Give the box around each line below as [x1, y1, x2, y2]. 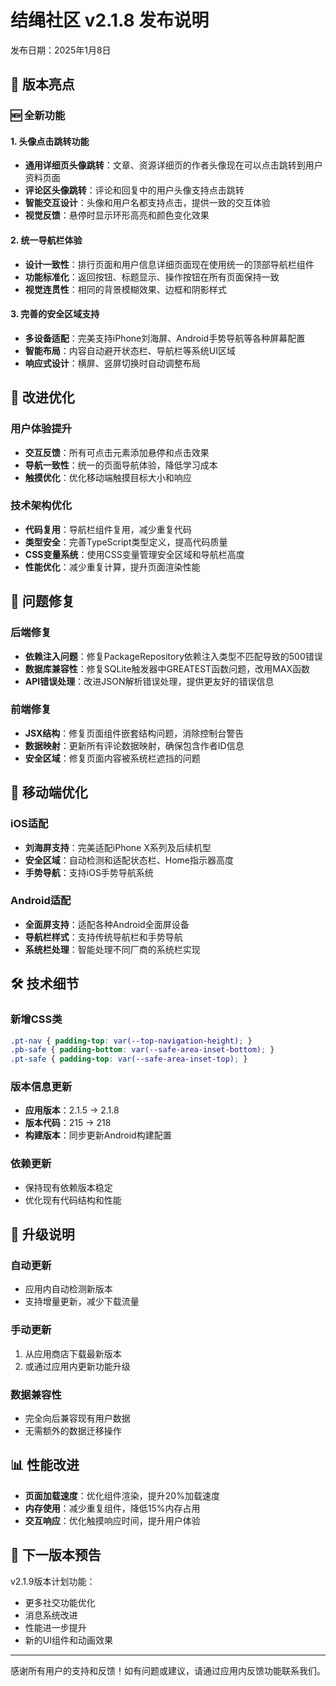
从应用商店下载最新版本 [24, 1347, 122, 1360]
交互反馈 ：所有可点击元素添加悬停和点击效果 [24, 446, 210, 458]
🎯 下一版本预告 [10, 1547, 102, 1564]
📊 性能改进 [10, 1457, 80, 1474]
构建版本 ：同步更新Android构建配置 [24, 1129, 172, 1141]
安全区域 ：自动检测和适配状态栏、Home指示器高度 [24, 854, 235, 866]
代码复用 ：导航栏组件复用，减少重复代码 [24, 523, 192, 535]
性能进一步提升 [24, 1621, 87, 1633]
